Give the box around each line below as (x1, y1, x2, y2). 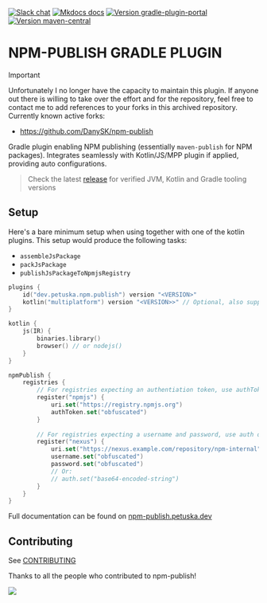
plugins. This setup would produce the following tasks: (8, 235, 188, 245)
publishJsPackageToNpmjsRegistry (19, 269, 131, 277)
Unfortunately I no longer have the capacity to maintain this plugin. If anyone (8, 85, 259, 95)
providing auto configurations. (8, 159, 107, 168)
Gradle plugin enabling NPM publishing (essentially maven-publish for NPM (8, 142, 253, 151)
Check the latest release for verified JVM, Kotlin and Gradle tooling (27, 174, 247, 183)
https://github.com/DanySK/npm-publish (19, 126, 153, 135)
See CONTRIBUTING (8, 556, 76, 566)
